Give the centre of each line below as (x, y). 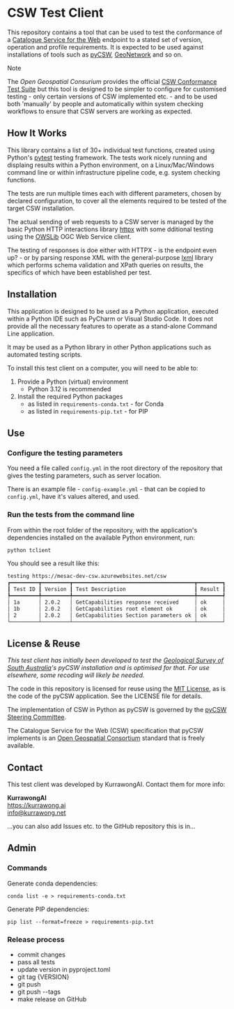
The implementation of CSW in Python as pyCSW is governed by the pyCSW (117, 710)
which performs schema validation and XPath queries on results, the (106, 265)
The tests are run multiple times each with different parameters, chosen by (114, 193)
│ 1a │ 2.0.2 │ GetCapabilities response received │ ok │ (117, 602)
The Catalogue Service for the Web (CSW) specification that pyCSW (106, 731)
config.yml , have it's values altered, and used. (74, 497)
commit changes (41, 954)
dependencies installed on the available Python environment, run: (101, 537)
